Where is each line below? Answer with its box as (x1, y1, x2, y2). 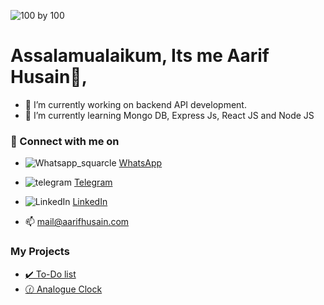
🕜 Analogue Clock (24, 283, 103, 295)
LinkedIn (72, 196, 108, 208)
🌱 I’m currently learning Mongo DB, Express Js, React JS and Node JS (24, 109, 315, 121)
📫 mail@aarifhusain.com (24, 216, 130, 228)
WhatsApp (118, 157, 163, 169)
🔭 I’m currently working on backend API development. (24, 98, 247, 110)
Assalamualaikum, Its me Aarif (10, 45, 270, 67)
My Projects (10, 245, 70, 259)
